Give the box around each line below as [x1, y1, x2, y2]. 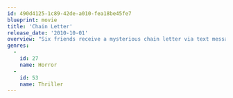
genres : [7, 42, 30, 49]
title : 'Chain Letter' [7, 23, 73, 30]
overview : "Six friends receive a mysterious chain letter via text [7, 36, 209, 43]
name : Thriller [19, 81, 64, 88]
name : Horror [19, 61, 58, 68]
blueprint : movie [7, 17, 58, 23]
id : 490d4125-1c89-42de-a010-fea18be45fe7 [7, 10, 132, 17]
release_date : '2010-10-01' [7, 29, 89, 37]
